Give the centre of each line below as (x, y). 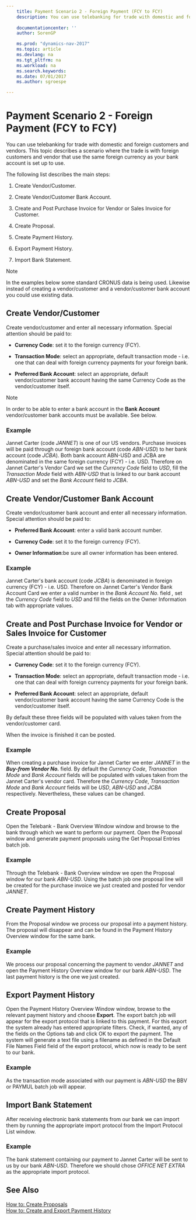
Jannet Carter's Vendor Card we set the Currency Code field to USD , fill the (97, 468)
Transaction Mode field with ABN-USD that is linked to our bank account (93, 474)
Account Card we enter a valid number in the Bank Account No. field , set (94, 593)
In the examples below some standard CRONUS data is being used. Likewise (98, 283)
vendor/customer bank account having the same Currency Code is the (99, 700)
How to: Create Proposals (37, 1204)
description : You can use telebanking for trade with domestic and (100, 17)
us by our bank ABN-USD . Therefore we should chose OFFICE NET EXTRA (96, 1165)
